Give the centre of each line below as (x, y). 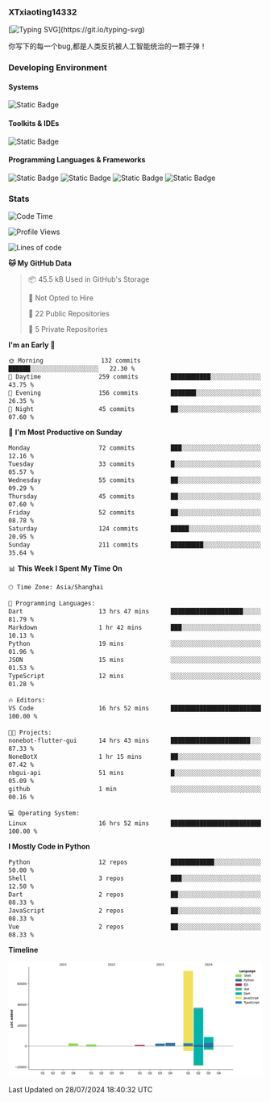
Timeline (23, 950)
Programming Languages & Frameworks (77, 160)
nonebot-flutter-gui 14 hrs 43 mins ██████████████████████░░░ (135, 741)
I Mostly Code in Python (49, 847)
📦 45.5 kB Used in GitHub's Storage (89, 279)
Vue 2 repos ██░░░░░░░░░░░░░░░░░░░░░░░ (135, 927)
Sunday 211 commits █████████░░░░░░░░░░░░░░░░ (135, 545)
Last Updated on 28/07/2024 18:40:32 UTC (81, 1089)
